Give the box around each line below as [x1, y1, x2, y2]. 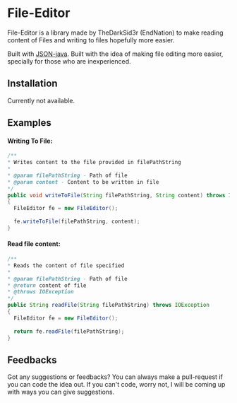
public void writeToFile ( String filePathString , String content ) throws [7, 192, 226, 199]
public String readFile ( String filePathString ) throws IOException [7, 302, 210, 309]
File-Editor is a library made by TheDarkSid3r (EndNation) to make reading [7, 28, 224, 37]
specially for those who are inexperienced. [7, 57, 132, 65]
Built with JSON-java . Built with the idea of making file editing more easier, [7, 49, 224, 58]
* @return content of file [7, 281, 87, 289]
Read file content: [7, 240, 61, 248]
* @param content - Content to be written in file [7, 178, 159, 185]
